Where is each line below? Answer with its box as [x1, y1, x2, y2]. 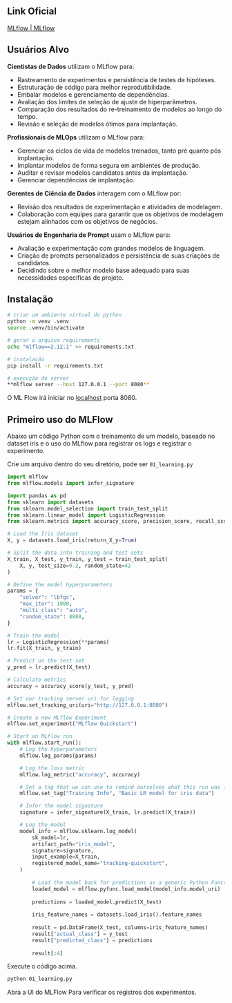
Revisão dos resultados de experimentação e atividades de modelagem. [17, 202, 223, 211]
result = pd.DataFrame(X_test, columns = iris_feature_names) [32, 924, 209, 931]
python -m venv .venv [7, 318, 70, 325]
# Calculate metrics [7, 676, 67, 683]
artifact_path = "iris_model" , [32, 841, 116, 848]
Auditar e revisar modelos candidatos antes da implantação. [17, 169, 188, 177]
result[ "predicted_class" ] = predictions [32, 937, 153, 944]
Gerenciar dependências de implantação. [17, 175, 135, 184]
